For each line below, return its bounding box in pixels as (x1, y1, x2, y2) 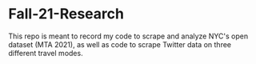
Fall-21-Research (8, 5, 124, 23)
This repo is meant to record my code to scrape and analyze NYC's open (8, 31, 249, 41)
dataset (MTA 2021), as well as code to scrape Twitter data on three (8, 39, 232, 49)
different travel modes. (8, 48, 83, 58)
